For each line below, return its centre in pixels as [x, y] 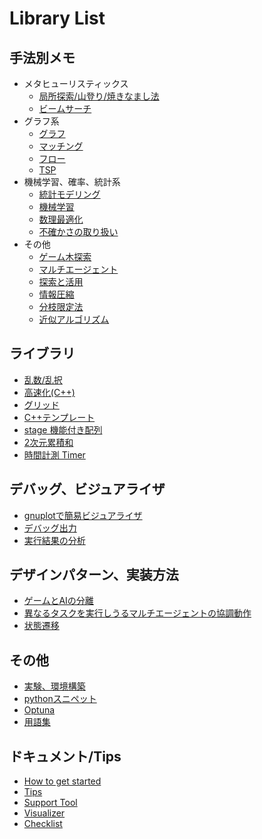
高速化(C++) [49, 392]
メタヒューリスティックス [76, 83]
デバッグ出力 [50, 528]
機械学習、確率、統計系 [72, 181]
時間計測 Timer [54, 454]
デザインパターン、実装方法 [94, 575]
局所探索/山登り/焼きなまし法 [99, 96]
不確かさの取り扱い [78, 231]
